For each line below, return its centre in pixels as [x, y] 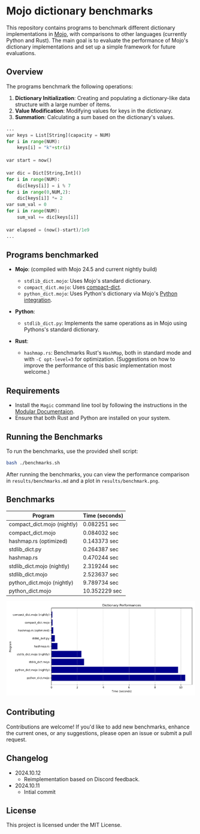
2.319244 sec [101, 566]
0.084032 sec [101, 533]
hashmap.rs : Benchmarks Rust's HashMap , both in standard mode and [107, 353]
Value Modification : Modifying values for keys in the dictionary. [93, 111]
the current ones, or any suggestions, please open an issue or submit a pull [99, 733]
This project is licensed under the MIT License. [64, 825]
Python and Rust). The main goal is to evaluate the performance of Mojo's [97, 40]
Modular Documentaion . [45, 412]
